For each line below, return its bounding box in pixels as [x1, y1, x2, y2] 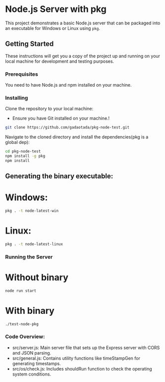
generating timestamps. [12, 360, 61, 367]
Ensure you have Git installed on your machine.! [12, 116, 110, 122]
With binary [5, 305, 55, 316]
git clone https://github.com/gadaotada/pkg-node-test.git [5, 125, 130, 130]
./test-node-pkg [5, 321, 39, 327]
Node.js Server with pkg [5, 3, 107, 15]
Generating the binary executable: [5, 172, 113, 180]
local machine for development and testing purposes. [5, 58, 114, 64]
